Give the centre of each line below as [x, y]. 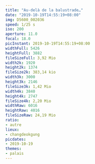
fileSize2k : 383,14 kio [31, 72]
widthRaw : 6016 [21, 106]
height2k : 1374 [21, 67]
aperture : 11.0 [21, 34]
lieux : [12, 130]
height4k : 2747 [21, 96]
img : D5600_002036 [25, 20]
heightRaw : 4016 [22, 111]
